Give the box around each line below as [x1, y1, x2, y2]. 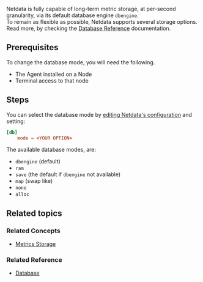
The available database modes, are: [6, 146, 97, 154]
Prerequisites [6, 42, 59, 53]
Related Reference [6, 255, 62, 264]
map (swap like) [15, 177, 53, 185]
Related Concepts [6, 226, 61, 235]
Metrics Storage [15, 240, 56, 248]
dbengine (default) [15, 158, 61, 165]
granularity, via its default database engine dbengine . [6, 12, 139, 19]
